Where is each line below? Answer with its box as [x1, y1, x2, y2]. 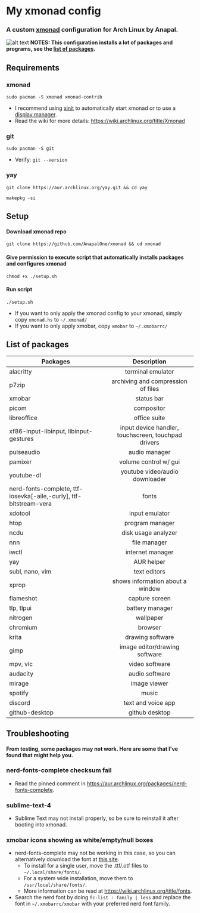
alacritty [9, 367, 32, 375]
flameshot [9, 594, 37, 602]
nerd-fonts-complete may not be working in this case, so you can [14, 849, 176, 857]
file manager [132, 538, 168, 547]
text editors [133, 567, 165, 575]
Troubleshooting [6, 728, 70, 738]
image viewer [130, 679, 168, 687]
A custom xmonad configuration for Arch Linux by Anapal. [6, 26, 179, 34]
